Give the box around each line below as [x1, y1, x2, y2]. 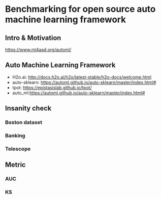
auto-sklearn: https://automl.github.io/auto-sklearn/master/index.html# [12, 79, 157, 85]
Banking [5, 132, 26, 139]
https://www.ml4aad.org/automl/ [5, 47, 71, 52]
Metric [5, 160, 26, 169]
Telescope [5, 145, 31, 152]
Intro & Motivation [5, 34, 62, 42]
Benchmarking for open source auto [5, 3, 156, 15]
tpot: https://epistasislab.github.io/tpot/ [12, 84, 92, 90]
